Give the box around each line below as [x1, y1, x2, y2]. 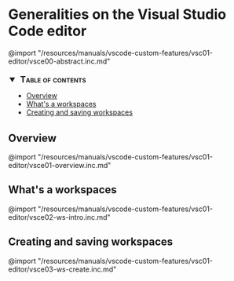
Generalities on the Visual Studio [8, 5, 226, 24]
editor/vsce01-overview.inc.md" [8, 161, 112, 170]
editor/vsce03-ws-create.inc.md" [8, 265, 117, 274]
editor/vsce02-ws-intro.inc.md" [8, 212, 112, 221]
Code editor [8, 22, 87, 40]
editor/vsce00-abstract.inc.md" [8, 57, 111, 66]
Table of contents [20, 74, 86, 85]
